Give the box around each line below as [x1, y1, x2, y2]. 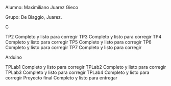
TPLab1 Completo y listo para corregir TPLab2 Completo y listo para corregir [5, 64, 166, 70]
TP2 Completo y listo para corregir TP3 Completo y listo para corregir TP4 [5, 34, 162, 39]
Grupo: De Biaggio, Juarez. [5, 14, 62, 20]
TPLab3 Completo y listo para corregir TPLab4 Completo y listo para [5, 69, 150, 75]
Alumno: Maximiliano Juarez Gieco [5, 5, 78, 10]
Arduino [5, 54, 22, 60]
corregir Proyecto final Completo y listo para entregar [5, 75, 118, 80]
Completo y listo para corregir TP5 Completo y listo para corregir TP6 [5, 39, 152, 45]
